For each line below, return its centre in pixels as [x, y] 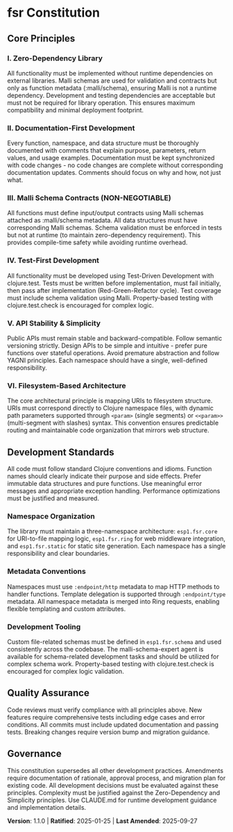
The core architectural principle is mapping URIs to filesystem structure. [110, 401]
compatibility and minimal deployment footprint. [76, 110]
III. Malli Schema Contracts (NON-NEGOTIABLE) [89, 198]
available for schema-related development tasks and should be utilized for [113, 656]
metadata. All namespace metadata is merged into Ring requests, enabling [113, 601]
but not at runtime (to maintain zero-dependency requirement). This [104, 235]
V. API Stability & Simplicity [54, 323]
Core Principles [41, 39]
